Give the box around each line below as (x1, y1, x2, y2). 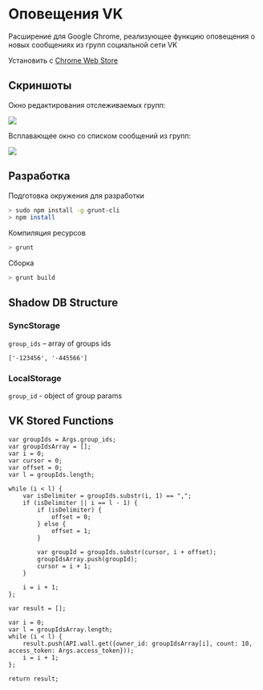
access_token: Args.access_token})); (8, 647, 135, 655)
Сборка (8, 258, 34, 268)
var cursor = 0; (8, 456, 63, 465)
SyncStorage (8, 320, 60, 331)
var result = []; (8, 604, 67, 612)
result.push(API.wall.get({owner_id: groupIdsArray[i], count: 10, (22, 639, 253, 647)
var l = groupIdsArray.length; (8, 625, 113, 634)
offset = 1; (51, 527, 91, 535)
